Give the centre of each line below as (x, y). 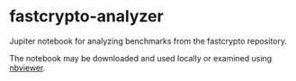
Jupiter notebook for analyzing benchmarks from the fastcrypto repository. (148, 41)
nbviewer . (27, 68)
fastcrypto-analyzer (86, 16)
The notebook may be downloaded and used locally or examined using (141, 58)
